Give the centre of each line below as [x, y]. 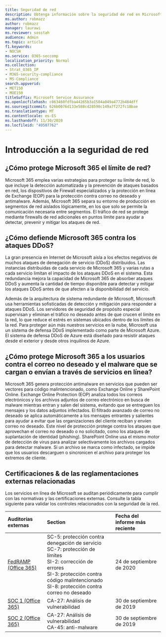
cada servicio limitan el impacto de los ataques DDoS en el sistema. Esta [79, 273]
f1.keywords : [19, 47]
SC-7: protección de [71, 549]
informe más [130, 522]
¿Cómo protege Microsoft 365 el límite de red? [78, 168]
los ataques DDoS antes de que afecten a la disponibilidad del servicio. [77, 289]
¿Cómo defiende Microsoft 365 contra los [71, 238]
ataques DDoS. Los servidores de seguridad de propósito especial [73, 309]
